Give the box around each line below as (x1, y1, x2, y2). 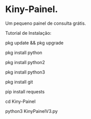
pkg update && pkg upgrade (5, 39, 64, 46)
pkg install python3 (5, 69, 45, 75)
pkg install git (5, 79, 33, 85)
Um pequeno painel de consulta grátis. (5, 20, 86, 26)
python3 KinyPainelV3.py (5, 108, 58, 114)
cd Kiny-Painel (5, 98, 36, 104)
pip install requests (5, 88, 45, 94)
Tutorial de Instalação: (5, 30, 52, 36)
